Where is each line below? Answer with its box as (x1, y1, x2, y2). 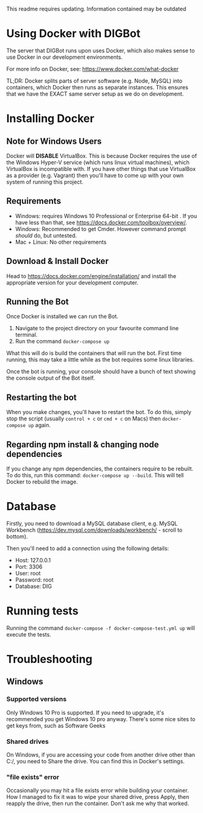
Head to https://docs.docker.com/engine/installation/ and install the (6, 272, 177, 279)
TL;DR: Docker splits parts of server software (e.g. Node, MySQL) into (6, 77, 183, 85)
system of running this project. (6, 178, 84, 186)
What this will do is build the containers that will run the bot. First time (6, 349, 182, 357)
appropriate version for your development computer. (6, 279, 139, 286)
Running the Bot (6, 297, 69, 307)
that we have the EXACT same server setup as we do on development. (6, 90, 184, 97)
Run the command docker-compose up (15, 338, 110, 345)
